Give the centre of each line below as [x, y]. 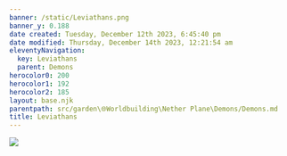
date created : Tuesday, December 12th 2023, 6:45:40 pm [115, 34]
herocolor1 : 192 [39, 84]
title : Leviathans [43, 117]
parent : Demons [45, 68]
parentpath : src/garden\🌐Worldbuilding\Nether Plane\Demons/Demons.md [144, 109]
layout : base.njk [41, 100]
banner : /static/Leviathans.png [69, 17]
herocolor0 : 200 [39, 76]
